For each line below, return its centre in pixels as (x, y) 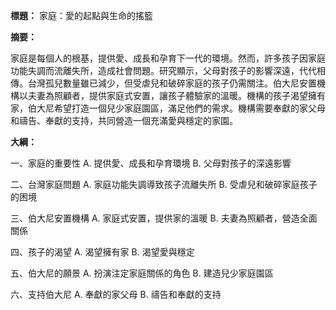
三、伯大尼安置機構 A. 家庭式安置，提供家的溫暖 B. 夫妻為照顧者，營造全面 (164, 218)
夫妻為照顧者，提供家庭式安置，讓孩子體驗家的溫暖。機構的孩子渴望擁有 (176, 95)
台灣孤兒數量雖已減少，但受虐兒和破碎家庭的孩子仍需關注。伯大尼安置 (172, 83)
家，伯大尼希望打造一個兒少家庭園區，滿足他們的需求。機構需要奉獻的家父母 (168, 108)
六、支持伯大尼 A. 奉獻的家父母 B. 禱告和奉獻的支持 (116, 294)
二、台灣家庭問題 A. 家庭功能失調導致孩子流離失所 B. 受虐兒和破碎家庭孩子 (164, 184)
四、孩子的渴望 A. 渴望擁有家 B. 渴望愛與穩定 (102, 252)
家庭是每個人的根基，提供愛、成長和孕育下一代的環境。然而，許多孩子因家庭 (168, 58)
